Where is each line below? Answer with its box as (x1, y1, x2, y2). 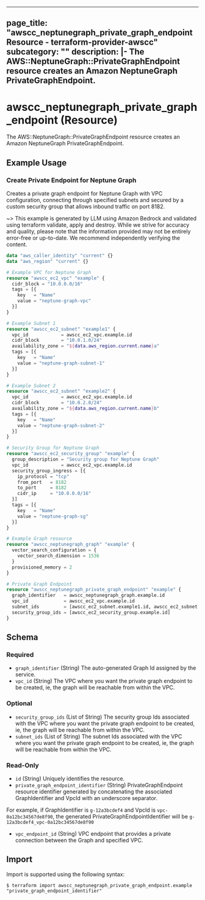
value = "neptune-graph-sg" (17, 513, 88, 520)
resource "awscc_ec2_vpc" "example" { (6, 275, 105, 281)
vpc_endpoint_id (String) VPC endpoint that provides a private (15, 830, 171, 837)
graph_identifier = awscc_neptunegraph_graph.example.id (12, 592, 165, 599)
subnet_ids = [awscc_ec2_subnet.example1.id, (12, 604, 151, 610)
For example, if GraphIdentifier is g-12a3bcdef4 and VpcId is (6, 806, 156, 814)
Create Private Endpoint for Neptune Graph (6, 176, 137, 184)
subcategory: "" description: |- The (6, 47, 145, 57)
